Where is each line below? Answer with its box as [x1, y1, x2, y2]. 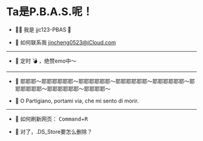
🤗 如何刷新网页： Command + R [14, 115, 88, 122]
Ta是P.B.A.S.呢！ [6, 5, 94, 19]
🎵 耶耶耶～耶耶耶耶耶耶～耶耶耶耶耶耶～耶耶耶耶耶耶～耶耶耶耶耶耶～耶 [14, 77, 195, 84]
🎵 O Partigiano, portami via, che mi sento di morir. [14, 97, 139, 104]
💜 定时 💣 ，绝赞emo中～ [14, 57, 77, 64]
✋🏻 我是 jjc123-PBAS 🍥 [14, 26, 71, 33]
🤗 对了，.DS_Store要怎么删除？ [14, 128, 92, 135]
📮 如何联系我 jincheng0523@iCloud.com [14, 39, 116, 46]
